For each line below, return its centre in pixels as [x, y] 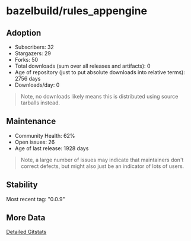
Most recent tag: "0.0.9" [36, 199]
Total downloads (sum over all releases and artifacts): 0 [82, 66]
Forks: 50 [26, 60]
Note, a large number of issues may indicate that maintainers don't [102, 160]
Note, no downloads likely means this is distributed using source [99, 96]
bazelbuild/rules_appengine [77, 11]
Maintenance [31, 121]
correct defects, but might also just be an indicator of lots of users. [102, 166]
